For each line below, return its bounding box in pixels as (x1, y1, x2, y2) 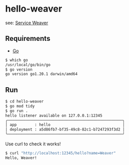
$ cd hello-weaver (5, 99, 44, 104)
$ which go (5, 58, 28, 63)
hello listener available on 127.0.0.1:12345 (5, 113, 102, 118)
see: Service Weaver (5, 20, 48, 26)
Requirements (5, 34, 50, 43)
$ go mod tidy (5, 103, 35, 108)
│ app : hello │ (5, 122, 125, 128)
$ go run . (5, 108, 28, 114)
